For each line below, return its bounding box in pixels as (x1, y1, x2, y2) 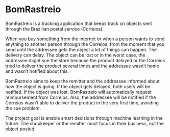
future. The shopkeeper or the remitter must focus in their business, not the (5, 120, 164, 126)
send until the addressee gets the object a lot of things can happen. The (5, 46, 157, 52)
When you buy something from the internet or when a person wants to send (5, 36, 165, 42)
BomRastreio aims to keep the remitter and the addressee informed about (5, 78, 160, 84)
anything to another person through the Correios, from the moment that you (5, 41, 165, 47)
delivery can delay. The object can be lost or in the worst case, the (5, 52, 145, 58)
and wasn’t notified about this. (5, 68, 69, 74)
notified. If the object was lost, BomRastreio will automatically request (5, 89, 152, 95)
